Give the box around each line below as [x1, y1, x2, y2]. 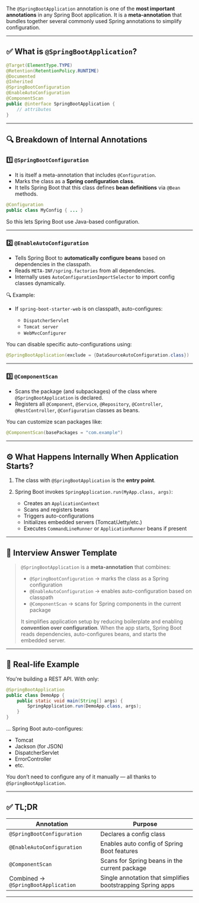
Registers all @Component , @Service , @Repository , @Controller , [14, 400, 163, 408]
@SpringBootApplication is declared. [14, 394, 104, 401]
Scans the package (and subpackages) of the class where [14, 388, 157, 395]
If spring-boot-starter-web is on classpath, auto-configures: [14, 305, 163, 312]
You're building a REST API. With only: [6, 675, 99, 682]
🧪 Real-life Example [6, 659, 80, 669]
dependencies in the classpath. [14, 261, 92, 268]
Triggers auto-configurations [23, 512, 95, 519]
